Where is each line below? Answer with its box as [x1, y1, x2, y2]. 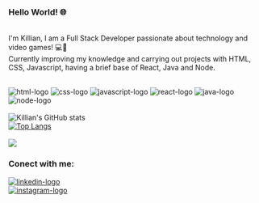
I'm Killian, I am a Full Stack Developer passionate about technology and [8, 33, 249, 43]
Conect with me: [8, 159, 75, 170]
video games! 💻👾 [8, 43, 68, 53]
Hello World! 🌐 [8, 6, 67, 18]
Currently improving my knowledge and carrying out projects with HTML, [8, 54, 252, 64]
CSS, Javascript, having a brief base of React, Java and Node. [8, 63, 215, 73]
